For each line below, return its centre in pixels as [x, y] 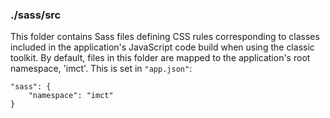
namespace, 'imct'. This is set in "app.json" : [101, 69]
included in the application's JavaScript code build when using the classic [162, 47]
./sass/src [36, 15]
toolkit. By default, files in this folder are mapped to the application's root [160, 58]
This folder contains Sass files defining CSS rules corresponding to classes [165, 37]
